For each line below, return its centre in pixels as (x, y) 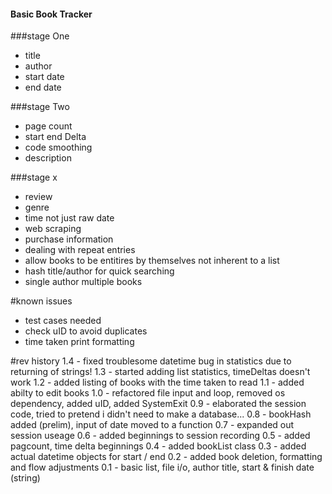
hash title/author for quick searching (99, 271)
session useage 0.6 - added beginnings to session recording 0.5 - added (160, 436)
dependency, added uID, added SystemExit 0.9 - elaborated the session (158, 404)
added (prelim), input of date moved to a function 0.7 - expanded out (152, 425)
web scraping (53, 229)
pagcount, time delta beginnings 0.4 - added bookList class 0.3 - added (158, 446)
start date (44, 77)
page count (48, 126)
